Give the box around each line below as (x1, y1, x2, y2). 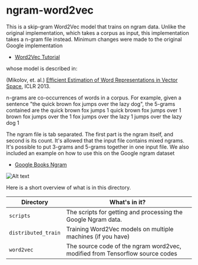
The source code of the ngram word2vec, (66, 242, 181, 250)
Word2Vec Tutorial (14, 53, 60, 60)
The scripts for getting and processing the (66, 208, 183, 216)
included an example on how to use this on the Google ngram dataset (6, 149, 175, 157)
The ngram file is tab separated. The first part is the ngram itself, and (6, 131, 174, 138)
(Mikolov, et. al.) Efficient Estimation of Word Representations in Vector (6, 76, 178, 83)
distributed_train (9, 229, 61, 236)
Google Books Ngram (14, 161, 67, 168)
